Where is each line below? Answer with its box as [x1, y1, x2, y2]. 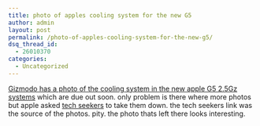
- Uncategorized [15, 63, 69, 70]
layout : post [8, 26, 51, 34]
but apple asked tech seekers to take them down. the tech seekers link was [8, 100, 253, 110]
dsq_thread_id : [8, 41, 58, 49]
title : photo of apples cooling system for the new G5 [8, 11, 192, 20]
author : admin [8, 19, 55, 27]
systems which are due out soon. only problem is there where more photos [8, 92, 252, 102]
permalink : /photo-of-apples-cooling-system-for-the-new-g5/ [8, 33, 214, 41]
